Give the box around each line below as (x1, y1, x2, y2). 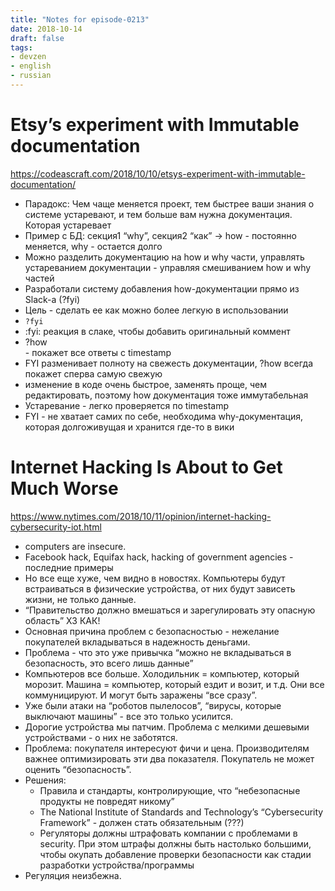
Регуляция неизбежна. (24, 869, 122, 881)
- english (10, 61, 52, 71)
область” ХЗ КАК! (24, 614, 101, 626)
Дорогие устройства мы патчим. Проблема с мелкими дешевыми (24, 721, 310, 733)
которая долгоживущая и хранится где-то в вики (24, 421, 235, 433)
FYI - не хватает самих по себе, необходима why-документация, (24, 410, 303, 422)
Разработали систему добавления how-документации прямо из (24, 282, 300, 295)
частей (24, 272, 55, 284)
